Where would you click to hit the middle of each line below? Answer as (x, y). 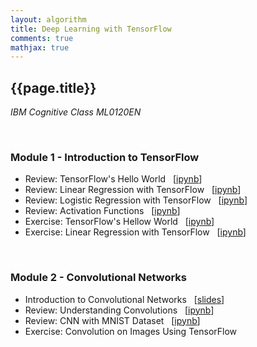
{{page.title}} (53, 87)
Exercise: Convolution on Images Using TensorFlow (131, 331)
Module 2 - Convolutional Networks (99, 278)
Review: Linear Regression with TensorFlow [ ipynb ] (133, 190)
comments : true (42, 38)
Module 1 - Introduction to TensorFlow (105, 157)
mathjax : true (40, 47)
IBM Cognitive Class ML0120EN (76, 112)
